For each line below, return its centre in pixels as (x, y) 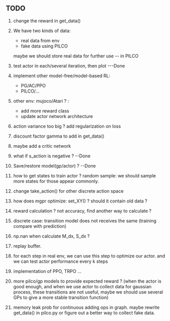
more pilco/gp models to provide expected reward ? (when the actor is (87, 281)
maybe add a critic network (42, 146)
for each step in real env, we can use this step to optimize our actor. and (89, 256)
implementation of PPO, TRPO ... (47, 271)
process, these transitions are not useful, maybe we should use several (88, 292)
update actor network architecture (57, 116)
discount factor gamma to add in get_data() (59, 136)
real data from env (40, 40)
